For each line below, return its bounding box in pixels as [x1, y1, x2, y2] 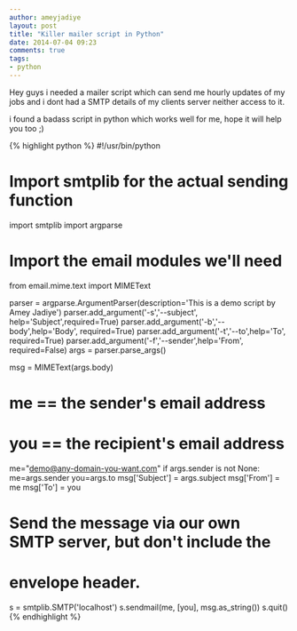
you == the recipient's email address [9, 434, 285, 454]
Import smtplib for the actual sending [9, 172, 289, 192]
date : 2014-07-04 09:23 [9, 37, 98, 47]
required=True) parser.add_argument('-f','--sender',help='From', [9, 335, 244, 346]
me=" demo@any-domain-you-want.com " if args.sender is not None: [9, 463, 260, 474]
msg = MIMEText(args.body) [9, 362, 113, 372]
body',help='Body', [9, 325, 78, 336]
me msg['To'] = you [9, 482, 82, 492]
